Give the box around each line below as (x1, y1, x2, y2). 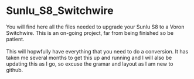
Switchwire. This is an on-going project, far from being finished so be (6, 29, 174, 36)
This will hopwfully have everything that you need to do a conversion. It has (6, 48, 189, 55)
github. (6, 66, 23, 73)
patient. (6, 35, 25, 42)
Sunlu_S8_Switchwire (6, 4, 114, 17)
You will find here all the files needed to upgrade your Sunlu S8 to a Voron (6, 23, 185, 30)
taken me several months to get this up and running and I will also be (6, 54, 172, 61)
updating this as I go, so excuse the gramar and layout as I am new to (6, 60, 173, 67)
